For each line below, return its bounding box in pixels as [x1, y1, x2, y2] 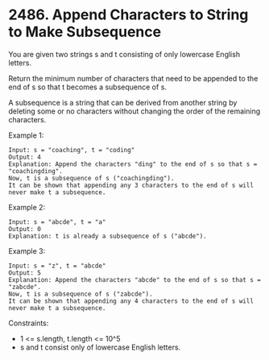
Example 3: [8, 246, 46, 255]
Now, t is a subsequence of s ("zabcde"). [8, 290, 153, 298]
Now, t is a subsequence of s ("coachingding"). [8, 174, 175, 182]
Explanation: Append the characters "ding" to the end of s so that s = [8, 159, 258, 168]
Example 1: [8, 130, 44, 140]
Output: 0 [8, 225, 42, 233]
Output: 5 [8, 268, 42, 277]
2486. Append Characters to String [8, 6, 249, 24]
